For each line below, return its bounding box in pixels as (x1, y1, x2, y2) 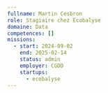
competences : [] (7, 29, 54, 37)
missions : (7, 36, 36, 43)
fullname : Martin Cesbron (7, 10, 82, 17)
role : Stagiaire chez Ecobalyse (7, 17, 101, 24)
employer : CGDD (20, 62, 64, 69)
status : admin (20, 56, 61, 63)
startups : (20, 69, 49, 76)
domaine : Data (7, 23, 49, 30)
